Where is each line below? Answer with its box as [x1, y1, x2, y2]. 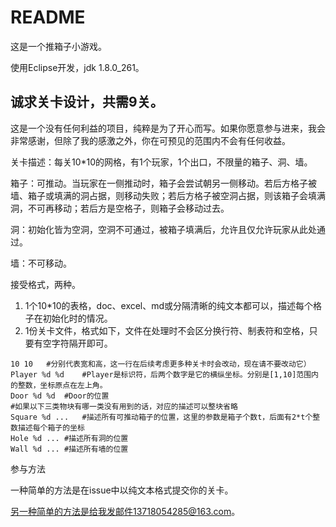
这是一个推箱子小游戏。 [10, 40, 107, 52]
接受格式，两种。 [10, 278, 81, 290]
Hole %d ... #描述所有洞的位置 [10, 433, 129, 443]
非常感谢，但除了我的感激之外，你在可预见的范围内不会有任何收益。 [10, 134, 291, 146]
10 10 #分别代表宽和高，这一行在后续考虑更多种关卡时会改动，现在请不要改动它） [10, 359, 312, 369]
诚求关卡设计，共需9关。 [10, 94, 164, 111]
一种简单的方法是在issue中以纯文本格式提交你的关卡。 [10, 484, 234, 496]
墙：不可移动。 [10, 257, 72, 269]
